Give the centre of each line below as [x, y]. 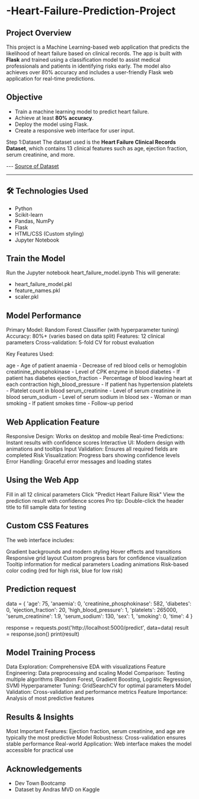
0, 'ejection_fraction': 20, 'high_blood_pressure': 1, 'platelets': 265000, [92, 610]
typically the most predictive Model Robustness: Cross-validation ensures [96, 738]
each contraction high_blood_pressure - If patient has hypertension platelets [99, 385]
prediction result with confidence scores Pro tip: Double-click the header [95, 500]
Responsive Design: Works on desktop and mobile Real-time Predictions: [95, 436]
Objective [25, 97]
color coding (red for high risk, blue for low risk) [65, 570]
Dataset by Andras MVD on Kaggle [57, 789]
